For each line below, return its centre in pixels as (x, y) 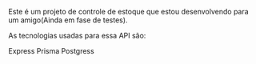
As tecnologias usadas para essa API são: (77, 36)
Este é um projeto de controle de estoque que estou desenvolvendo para (129, 12)
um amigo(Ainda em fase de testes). (68, 20)
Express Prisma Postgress (51, 51)
